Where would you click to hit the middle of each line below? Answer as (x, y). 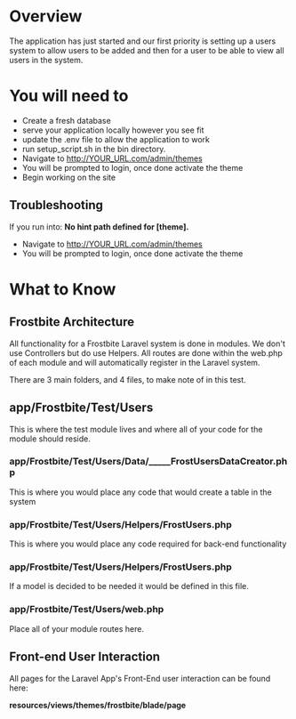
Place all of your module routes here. (77, 628)
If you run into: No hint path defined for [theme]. (99, 226)
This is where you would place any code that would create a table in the (141, 492)
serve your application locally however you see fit (113, 130)
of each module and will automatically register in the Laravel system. (135, 362)
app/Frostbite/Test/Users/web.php (87, 610)
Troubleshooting (56, 205)
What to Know (63, 289)
